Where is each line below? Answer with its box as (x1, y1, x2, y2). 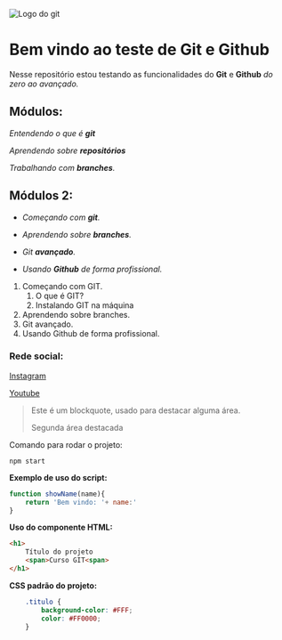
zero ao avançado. (9, 78, 79, 89)
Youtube (9, 387, 40, 398)
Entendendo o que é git (9, 127, 96, 138)
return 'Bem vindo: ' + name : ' (25, 498, 138, 506)
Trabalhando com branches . (9, 162, 116, 173)
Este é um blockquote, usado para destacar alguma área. (30, 405, 241, 416)
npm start (9, 457, 46, 466)
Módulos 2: (9, 188, 74, 204)
